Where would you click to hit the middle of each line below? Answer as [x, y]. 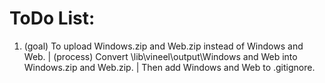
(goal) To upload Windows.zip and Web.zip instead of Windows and [163, 46]
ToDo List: [52, 18]
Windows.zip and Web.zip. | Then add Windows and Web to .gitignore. [169, 67]
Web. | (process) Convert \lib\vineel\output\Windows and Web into [160, 56]
